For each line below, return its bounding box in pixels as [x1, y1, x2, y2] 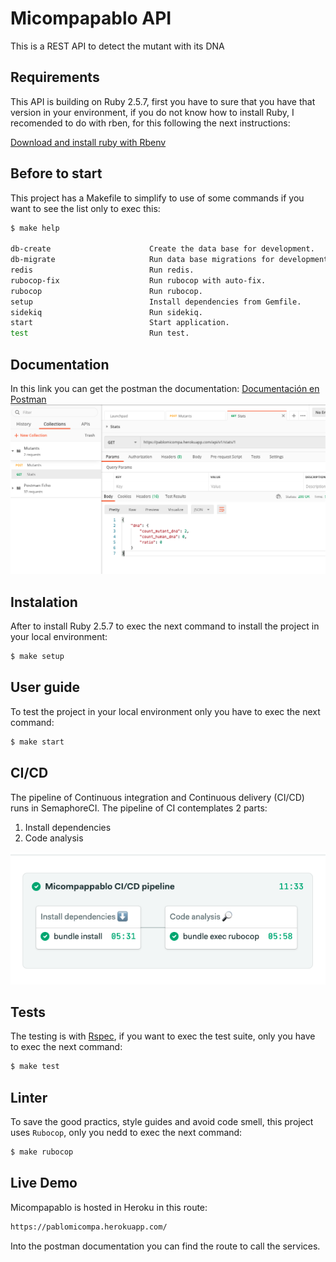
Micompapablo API [10, 7, 172, 30]
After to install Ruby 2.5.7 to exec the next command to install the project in [10, 620, 320, 632]
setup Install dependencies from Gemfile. [10, 297, 302, 307]
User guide [10, 679, 80, 696]
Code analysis [24, 832, 84, 844]
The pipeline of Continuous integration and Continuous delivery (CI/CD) [10, 791, 305, 803]
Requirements [10, 69, 100, 86]
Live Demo [10, 1175, 78, 1192]
